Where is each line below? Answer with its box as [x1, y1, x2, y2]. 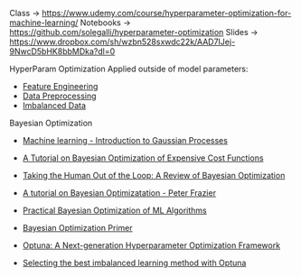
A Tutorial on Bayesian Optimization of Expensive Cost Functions [22, 152, 264, 163]
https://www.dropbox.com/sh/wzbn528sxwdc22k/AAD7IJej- [9, 36, 236, 47]
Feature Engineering [22, 81, 99, 91]
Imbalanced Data [22, 100, 87, 111]
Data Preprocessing [22, 90, 97, 101]
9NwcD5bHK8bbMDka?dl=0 [9, 46, 116, 57]
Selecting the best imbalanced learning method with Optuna [22, 257, 247, 268]
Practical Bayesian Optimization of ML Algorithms [22, 205, 208, 216]
